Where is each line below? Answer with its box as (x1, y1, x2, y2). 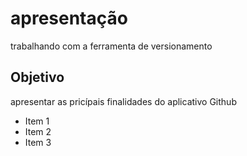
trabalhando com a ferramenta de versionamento (10, 40, 213, 52)
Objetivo (10, 69, 65, 86)
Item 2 (24, 125, 52, 137)
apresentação (10, 7, 128, 30)
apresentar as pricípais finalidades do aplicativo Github (10, 95, 237, 107)
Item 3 (24, 136, 52, 148)
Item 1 (24, 115, 50, 127)
